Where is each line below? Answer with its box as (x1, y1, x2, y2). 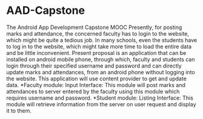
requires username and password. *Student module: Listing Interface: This (6, 94, 194, 101)
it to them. (6, 107, 32, 114)
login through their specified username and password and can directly (6, 62, 182, 69)
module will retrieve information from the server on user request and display (6, 100, 196, 108)
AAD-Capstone (6, 4, 85, 18)
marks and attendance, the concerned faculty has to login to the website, (6, 30, 190, 37)
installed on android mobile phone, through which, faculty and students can (6, 56, 195, 63)
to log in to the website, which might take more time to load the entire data (6, 43, 192, 50)
